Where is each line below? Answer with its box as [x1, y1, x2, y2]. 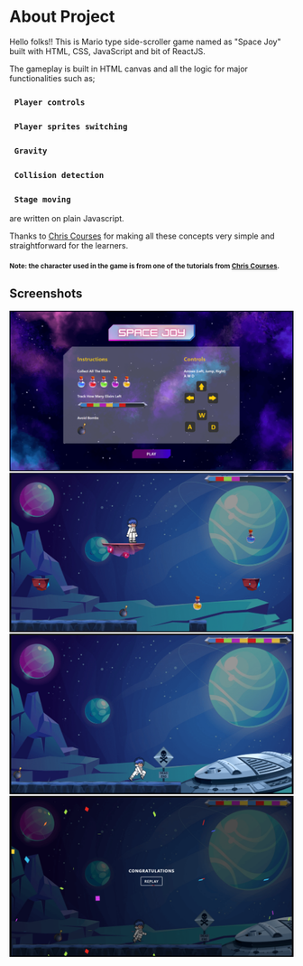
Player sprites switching [14, 121, 128, 132]
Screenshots [9, 286, 83, 302]
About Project [9, 6, 115, 27]
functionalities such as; [9, 72, 96, 83]
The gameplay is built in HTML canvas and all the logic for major [9, 63, 248, 74]
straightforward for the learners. [9, 239, 129, 250]
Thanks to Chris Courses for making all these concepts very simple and [9, 230, 275, 241]
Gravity [14, 145, 48, 155]
